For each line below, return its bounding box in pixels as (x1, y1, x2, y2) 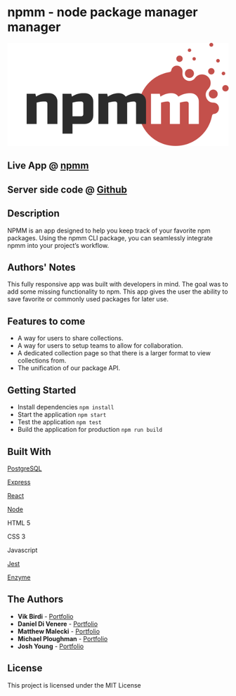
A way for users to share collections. (17, 334, 124, 343)
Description (7, 208, 60, 220)
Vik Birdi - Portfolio (17, 612, 74, 620)
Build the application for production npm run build (17, 426, 163, 434)
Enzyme (7, 573, 31, 582)
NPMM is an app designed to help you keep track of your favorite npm (7, 226, 211, 235)
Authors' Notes (7, 261, 76, 274)
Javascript (7, 546, 38, 554)
